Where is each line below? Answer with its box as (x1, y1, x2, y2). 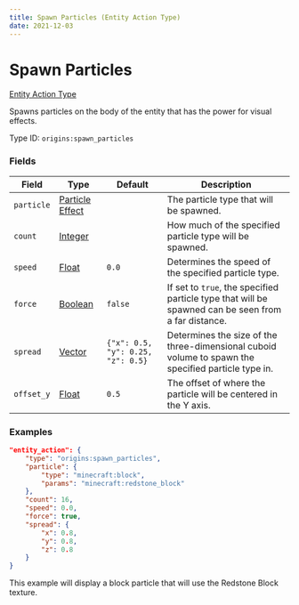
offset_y (13, 389, 51, 399)
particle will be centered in (166, 388, 279, 400)
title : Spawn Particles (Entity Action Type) (9, 12, 181, 22)
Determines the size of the (166, 328, 278, 341)
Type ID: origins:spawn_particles (9, 133, 134, 143)
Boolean (59, 297, 93, 310)
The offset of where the (166, 376, 266, 389)
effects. (9, 116, 37, 126)
